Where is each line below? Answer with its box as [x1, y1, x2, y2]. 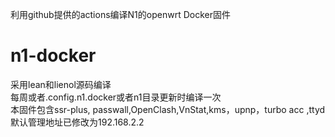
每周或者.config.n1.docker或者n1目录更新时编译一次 [10, 91, 222, 103]
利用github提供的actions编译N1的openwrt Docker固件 [10, 9, 231, 20]
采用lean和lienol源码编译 [10, 78, 112, 90]
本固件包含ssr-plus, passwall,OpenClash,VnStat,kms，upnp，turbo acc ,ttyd [10, 103, 326, 115]
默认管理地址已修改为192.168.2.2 [10, 116, 145, 128]
